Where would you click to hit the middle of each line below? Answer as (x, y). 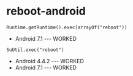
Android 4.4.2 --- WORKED (50, 61)
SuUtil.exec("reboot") (35, 50)
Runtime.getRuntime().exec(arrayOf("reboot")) (67, 27)
